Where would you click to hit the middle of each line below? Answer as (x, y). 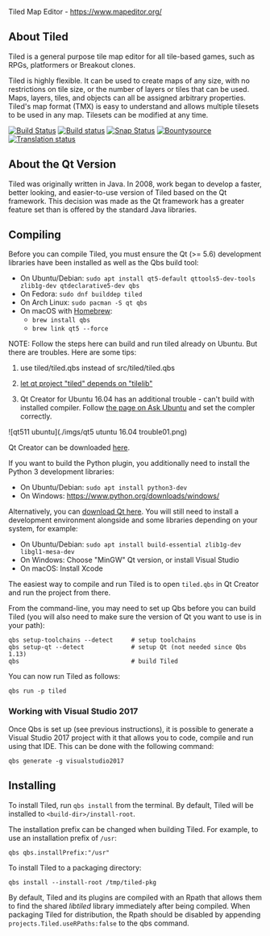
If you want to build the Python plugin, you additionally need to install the (129, 464)
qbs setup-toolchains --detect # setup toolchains (102, 640)
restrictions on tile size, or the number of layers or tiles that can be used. (129, 89)
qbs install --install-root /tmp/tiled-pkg (83, 882)
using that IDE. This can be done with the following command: (111, 746)
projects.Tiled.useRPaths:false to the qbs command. (99, 923)
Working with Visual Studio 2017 (73, 711)
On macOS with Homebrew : (66, 311)
